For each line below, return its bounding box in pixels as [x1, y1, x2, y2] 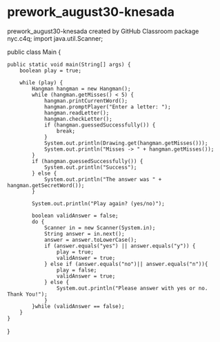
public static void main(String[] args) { [7, 61, 131, 68]
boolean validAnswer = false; [32, 212, 119, 219]
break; [56, 127, 76, 135]
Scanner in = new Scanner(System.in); [43, 224, 156, 231]
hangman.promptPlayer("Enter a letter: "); [43, 103, 171, 111]
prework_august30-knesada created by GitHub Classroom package [7, 27, 199, 35]
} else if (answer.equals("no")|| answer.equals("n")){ [43, 260, 208, 267]
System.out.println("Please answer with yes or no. [56, 285, 208, 292]
